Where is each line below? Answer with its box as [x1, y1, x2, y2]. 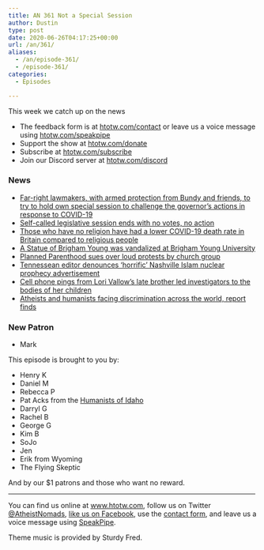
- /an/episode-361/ [15, 56, 80, 64]
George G [19, 420, 51, 431]
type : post [8, 26, 44, 34]
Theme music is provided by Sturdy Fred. [8, 533, 143, 542]
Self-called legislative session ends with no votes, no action [19, 218, 215, 228]
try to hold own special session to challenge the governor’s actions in [19, 201, 246, 210]
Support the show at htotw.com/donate [19, 138, 148, 148]
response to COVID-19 [19, 209, 93, 219]
